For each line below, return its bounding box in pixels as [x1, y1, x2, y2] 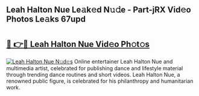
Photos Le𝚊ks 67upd [6, 14, 86, 25]
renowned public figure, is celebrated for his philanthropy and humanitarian [6, 77, 194, 85]
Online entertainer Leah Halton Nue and [74, 58, 173, 65]
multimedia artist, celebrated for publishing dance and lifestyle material [6, 65, 183, 71]
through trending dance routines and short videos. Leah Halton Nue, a [6, 71, 180, 78]
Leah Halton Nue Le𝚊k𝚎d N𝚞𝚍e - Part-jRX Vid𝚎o [6, 5, 191, 15]
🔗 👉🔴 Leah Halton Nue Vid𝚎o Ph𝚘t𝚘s [6, 39, 150, 49]
